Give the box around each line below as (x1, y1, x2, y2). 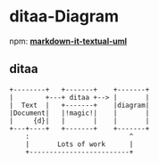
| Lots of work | (25, 140, 134, 149)
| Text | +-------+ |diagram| (9, 101, 150, 110)
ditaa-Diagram (9, 6, 119, 27)
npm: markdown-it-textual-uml (9, 36, 128, 46)
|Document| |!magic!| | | (9, 109, 150, 118)
